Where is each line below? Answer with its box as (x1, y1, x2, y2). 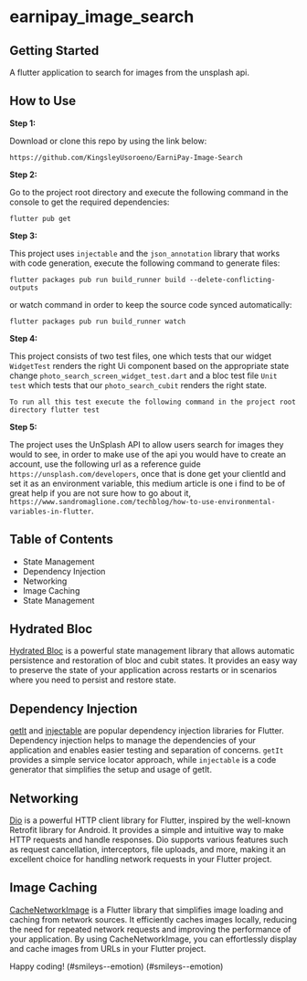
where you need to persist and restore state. (9, 674, 176, 686)
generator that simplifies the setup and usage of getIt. (9, 765, 213, 775)
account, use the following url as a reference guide (9, 459, 201, 469)
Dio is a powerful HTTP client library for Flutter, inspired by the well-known (9, 815, 291, 826)
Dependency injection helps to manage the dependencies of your (9, 735, 256, 746)
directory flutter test (9, 405, 101, 415)
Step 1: (9, 117, 37, 129)
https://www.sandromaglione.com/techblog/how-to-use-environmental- (9, 497, 276, 506)
